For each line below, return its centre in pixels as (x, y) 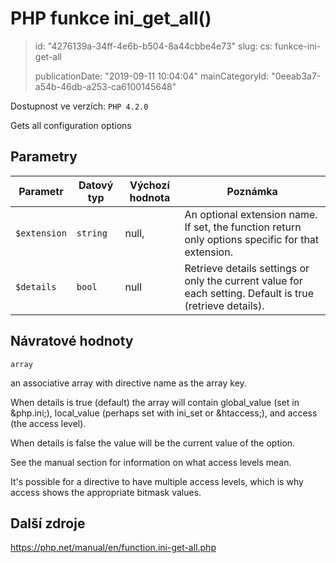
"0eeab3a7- (296, 76)
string (92, 233)
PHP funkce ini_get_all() (111, 18)
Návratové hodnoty (72, 341)
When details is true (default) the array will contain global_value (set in (155, 402)
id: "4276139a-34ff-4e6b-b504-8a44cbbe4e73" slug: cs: (153, 46)
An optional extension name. (251, 214)
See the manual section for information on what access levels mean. (151, 462)
